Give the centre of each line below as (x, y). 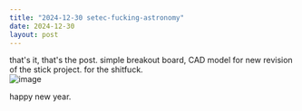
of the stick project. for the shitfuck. (76, 69)
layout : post (34, 34)
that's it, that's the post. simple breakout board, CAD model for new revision (151, 60)
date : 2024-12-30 (42, 26)
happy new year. (40, 97)
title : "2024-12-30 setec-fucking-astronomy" (97, 18)
